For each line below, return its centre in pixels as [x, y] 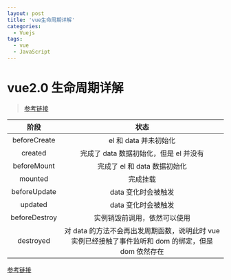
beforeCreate [34, 140]
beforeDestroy [34, 217]
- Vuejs [24, 33]
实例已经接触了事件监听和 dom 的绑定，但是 [142, 241]
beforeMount [34, 166]
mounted [34, 178]
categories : [24, 26]
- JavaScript [32, 52]
